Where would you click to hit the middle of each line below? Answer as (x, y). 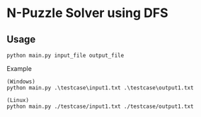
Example (19, 68)
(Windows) (21, 82)
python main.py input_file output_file (65, 55)
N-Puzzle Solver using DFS (87, 13)
